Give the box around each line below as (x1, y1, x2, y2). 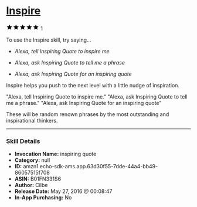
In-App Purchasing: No (14, 194, 72, 201)
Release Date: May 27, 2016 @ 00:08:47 (14, 188, 113, 195)
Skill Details (6, 137, 40, 145)
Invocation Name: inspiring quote (14, 151, 97, 158)
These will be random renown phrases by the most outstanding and (6, 110, 169, 118)
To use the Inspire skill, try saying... (6, 36, 91, 43)
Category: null (14, 157, 50, 164)
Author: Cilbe (14, 182, 48, 189)
